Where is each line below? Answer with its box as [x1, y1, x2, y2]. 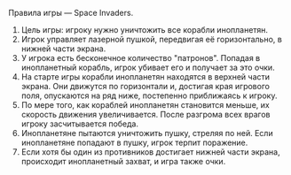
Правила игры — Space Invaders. [8, 8, 134, 18]
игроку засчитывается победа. [20, 118, 139, 129]
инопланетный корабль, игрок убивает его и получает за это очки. [20, 62, 276, 72]
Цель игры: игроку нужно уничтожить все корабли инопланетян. [20, 25, 268, 34]
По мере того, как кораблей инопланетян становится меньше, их [20, 100, 270, 110]
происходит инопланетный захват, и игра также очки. [20, 156, 226, 166]
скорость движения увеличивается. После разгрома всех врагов [20, 110, 271, 119]
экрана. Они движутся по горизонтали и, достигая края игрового [20, 81, 270, 91]
